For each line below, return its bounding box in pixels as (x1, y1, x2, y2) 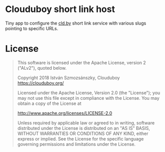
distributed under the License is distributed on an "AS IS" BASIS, (17, 125, 150, 131)
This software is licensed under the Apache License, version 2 (17, 59, 146, 66)
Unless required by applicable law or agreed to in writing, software (17, 119, 155, 126)
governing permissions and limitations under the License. (17, 141, 136, 147)
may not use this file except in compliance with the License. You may (17, 95, 160, 101)
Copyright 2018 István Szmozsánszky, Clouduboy (17, 74, 120, 81)
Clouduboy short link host (5, 4, 115, 15)
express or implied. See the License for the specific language (17, 135, 144, 141)
